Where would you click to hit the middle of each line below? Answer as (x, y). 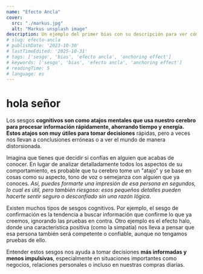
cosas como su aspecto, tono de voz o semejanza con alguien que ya (93, 177)
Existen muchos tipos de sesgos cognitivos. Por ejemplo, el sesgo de (92, 208)
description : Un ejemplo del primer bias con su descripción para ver (97, 34)
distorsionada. (24, 146)
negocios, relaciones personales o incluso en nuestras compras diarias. (95, 265)
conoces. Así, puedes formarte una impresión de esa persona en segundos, (101, 184)
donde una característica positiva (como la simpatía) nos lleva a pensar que (100, 227)
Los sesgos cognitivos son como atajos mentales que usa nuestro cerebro (101, 120)
